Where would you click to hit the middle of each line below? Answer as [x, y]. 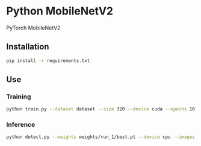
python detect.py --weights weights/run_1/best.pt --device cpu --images [101, 137]
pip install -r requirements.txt [48, 61]
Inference [21, 125]
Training [19, 97]
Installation [28, 47]
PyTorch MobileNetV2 [33, 28]
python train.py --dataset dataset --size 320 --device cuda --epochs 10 [101, 109]
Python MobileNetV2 [60, 11]
